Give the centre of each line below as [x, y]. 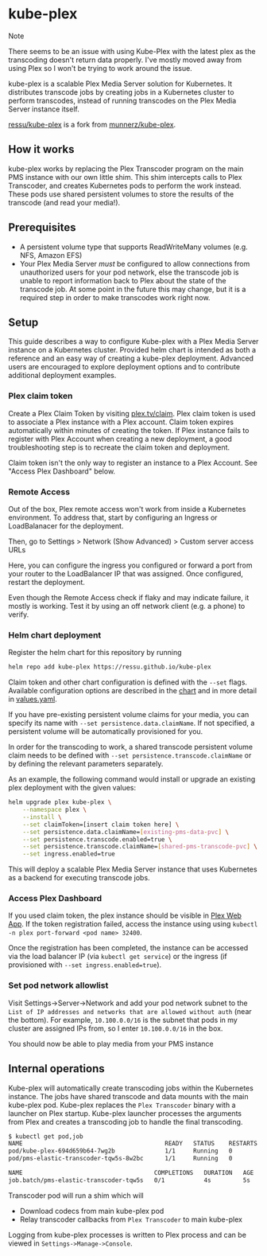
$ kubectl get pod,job [46, 1136]
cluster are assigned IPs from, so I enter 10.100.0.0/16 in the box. [116, 1028]
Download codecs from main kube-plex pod [92, 1211]
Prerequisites [42, 228]
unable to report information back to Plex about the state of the [123, 280]
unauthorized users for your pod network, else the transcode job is [129, 272]
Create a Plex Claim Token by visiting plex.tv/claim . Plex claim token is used [132, 413]
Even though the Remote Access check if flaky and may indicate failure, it [129, 597]
